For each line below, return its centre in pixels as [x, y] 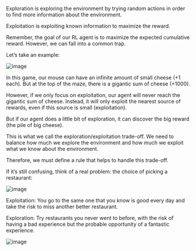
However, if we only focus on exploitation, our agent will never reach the [93, 95]
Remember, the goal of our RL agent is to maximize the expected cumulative [98, 37]
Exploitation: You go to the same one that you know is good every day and [96, 200]
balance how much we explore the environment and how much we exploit [95, 142]
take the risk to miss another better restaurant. [62, 207]
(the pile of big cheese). [35, 125]
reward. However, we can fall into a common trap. [66, 44]
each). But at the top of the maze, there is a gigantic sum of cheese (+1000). [98, 84]
